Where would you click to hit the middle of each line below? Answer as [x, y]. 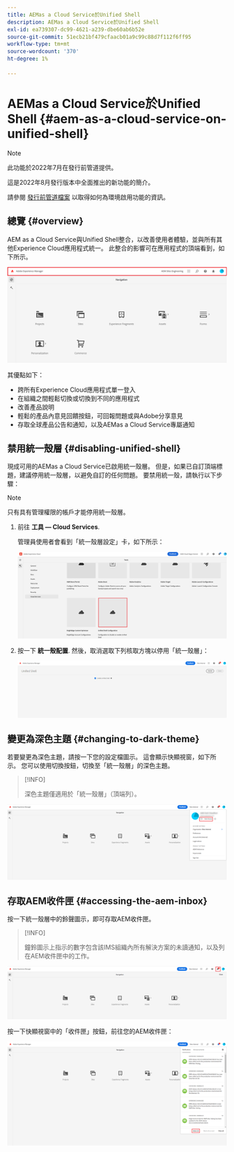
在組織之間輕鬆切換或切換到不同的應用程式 [78, 398]
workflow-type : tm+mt [39, 44]
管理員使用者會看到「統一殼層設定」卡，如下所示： [91, 542]
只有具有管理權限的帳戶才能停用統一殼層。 [68, 512]
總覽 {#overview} [45, 221]
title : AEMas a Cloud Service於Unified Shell [74, 15]
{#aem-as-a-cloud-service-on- [133, 119]
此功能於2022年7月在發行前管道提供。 [62, 167]
